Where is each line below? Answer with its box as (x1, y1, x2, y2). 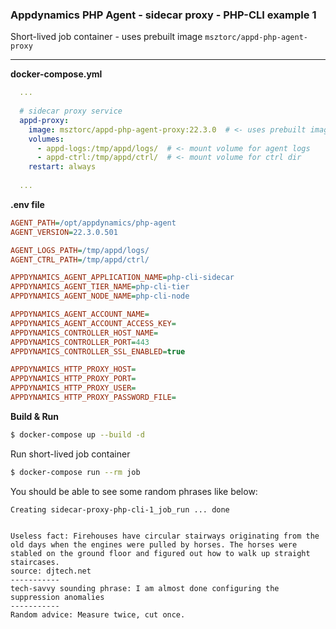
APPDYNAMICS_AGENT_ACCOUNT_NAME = (10, 309, 150, 320)
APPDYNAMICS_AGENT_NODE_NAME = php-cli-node (10, 291, 190, 302)
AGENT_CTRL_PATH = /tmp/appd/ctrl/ (10, 254, 150, 265)
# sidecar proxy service (19, 106, 123, 117)
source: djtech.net (10, 566, 92, 576)
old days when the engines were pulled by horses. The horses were (10, 539, 298, 550)
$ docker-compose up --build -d (10, 429, 145, 440)
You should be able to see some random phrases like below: (10, 485, 258, 497)
